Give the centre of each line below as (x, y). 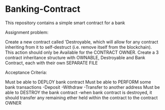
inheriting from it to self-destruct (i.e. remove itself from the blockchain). (79, 47)
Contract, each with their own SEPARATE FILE (51, 63)
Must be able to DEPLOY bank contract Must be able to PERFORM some (78, 82)
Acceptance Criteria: (26, 72)
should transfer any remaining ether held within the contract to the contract (82, 98)
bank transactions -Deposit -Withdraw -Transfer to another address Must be (82, 87)
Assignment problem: (27, 32)
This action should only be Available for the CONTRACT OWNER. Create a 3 (82, 52)
